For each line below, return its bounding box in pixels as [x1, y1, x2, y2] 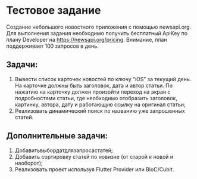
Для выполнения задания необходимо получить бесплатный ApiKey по [6, 29, 188, 36]
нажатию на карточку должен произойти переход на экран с [14, 88, 171, 95]
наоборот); [14, 159, 43, 166]
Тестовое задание [6, 4, 101, 17]
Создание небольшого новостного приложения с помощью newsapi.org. [6, 23, 192, 30]
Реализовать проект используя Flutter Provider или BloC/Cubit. [14, 165, 174, 173]
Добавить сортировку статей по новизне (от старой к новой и [14, 153, 174, 160]
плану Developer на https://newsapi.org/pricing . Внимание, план [6, 36, 167, 43]
